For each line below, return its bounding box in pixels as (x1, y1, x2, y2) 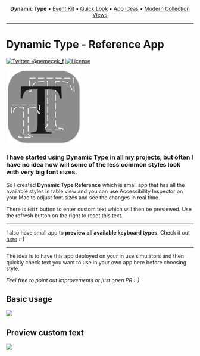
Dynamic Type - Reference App (6, 38, 165, 51)
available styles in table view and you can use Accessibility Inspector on (6, 188, 183, 195)
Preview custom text (6, 327, 85, 338)
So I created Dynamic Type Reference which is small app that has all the (6, 182, 185, 189)
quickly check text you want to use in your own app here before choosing (6, 259, 186, 266)
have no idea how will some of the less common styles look (6, 160, 181, 168)
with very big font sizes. (6, 168, 77, 176)
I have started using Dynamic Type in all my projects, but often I (6, 153, 193, 161)
